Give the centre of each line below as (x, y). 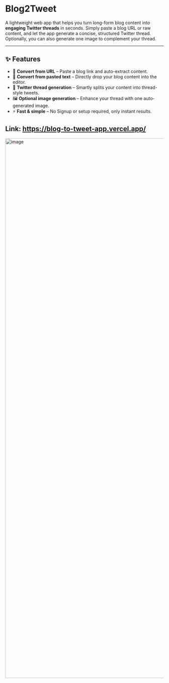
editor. (19, 82)
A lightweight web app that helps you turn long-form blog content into (78, 23)
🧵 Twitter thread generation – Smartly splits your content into (76, 87)
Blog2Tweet (31, 9)
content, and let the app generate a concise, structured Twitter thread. (78, 33)
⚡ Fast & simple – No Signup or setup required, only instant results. (82, 111)
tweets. (31, 92)
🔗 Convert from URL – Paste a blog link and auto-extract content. (80, 71)
